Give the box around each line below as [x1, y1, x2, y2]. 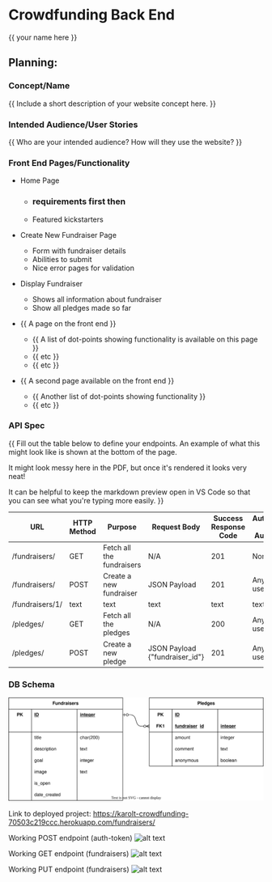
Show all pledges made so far [32, 303, 132, 312]
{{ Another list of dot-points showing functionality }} [32, 391, 206, 401]
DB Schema [8, 678, 55, 689]
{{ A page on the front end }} [19, 318, 117, 329]
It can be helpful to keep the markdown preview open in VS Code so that [8, 487, 251, 497]
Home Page [19, 176, 60, 185]
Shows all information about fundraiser [32, 294, 162, 304]
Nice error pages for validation [32, 263, 135, 273]
